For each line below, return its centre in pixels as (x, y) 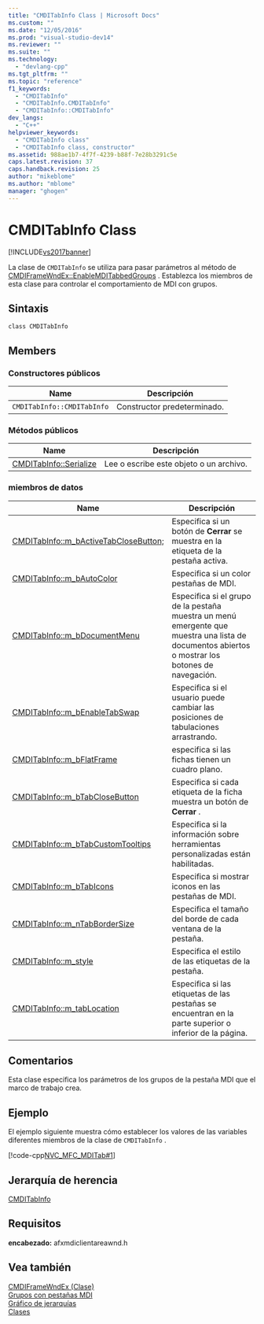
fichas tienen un (201, 759)
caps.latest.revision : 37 (50, 162)
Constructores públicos (54, 373)
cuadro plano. (197, 769)
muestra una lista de (209, 635)
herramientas (196, 844)
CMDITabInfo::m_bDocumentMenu (76, 635)
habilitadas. (193, 864)
